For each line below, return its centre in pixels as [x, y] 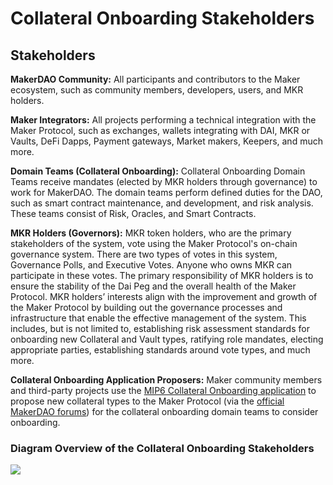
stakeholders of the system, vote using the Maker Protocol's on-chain [154, 243]
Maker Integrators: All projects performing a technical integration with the [163, 120]
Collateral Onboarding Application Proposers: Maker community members [166, 380]
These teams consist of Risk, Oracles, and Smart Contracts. [133, 213]
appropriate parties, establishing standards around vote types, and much [160, 350]
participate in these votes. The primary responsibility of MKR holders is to [162, 275]
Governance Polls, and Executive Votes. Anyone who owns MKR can [151, 265]
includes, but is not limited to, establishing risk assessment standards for [160, 328]
